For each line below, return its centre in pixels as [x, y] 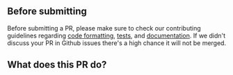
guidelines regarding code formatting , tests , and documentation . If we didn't [116, 35]
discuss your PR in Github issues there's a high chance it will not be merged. [117, 43]
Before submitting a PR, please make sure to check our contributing [104, 28]
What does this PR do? [57, 65]
